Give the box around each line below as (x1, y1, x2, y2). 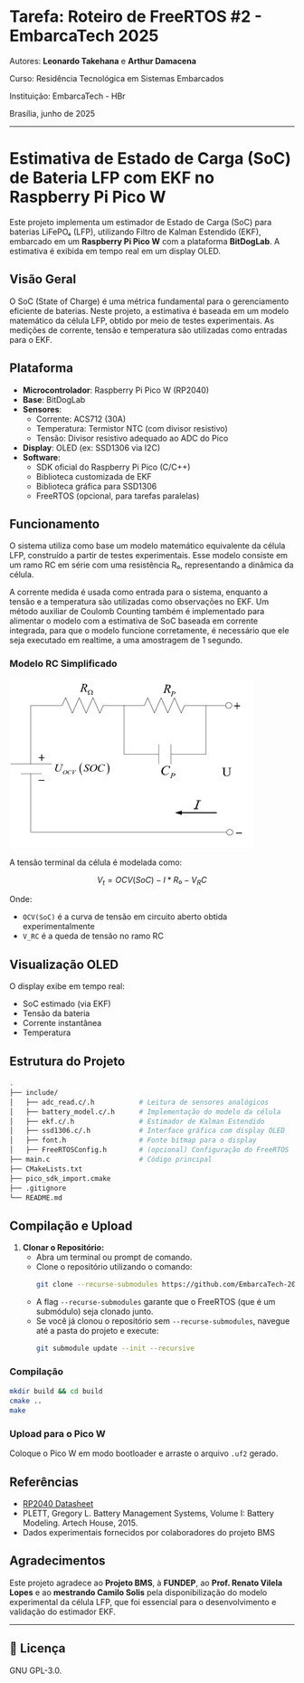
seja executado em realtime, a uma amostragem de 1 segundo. (9, 635, 242, 646)
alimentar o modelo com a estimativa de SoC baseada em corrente (9, 615, 259, 626)
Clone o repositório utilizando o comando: (35, 1261, 193, 1272)
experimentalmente (22, 921, 95, 932)
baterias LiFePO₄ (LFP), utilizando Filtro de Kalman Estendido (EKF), (9, 226, 261, 237)
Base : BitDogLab (22, 394, 86, 404)
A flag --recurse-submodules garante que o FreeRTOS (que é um (35, 1297, 276, 1307)
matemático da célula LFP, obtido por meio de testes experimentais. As (9, 315, 274, 326)
